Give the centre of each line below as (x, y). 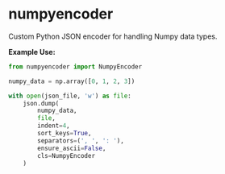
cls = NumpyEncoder (66, 155)
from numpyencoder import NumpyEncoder (75, 66)
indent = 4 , (54, 126)
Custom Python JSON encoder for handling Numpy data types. (113, 36)
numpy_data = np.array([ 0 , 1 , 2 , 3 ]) (72, 81)
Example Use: (32, 52)
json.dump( (41, 103)
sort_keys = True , (65, 134)
